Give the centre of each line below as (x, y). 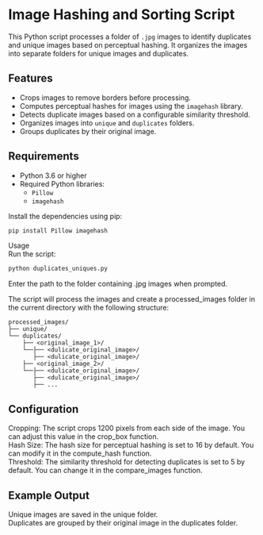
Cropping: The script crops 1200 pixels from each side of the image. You (127, 428)
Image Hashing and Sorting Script (122, 15)
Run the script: (32, 254)
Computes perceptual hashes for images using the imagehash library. (131, 106)
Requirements (44, 156)
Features (30, 78)
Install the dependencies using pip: (65, 216)
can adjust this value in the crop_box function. (84, 437)
